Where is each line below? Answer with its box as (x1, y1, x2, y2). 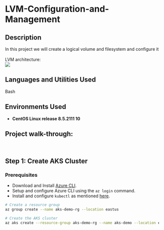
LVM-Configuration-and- (5, 3, 109, 15)
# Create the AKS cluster (5, 216, 58, 221)
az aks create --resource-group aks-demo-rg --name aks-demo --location (5, 220, 156, 225)
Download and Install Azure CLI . (12, 183, 77, 188)
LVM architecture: (5, 57, 41, 62)
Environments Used (5, 103, 66, 111)
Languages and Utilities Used (5, 76, 96, 84)
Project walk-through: (5, 130, 73, 138)
